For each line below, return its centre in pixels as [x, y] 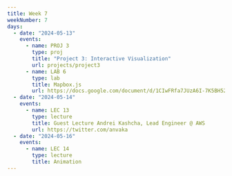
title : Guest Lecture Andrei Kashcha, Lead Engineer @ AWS [119, 123]
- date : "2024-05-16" [45, 136]
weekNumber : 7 [28, 20]
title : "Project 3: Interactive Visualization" [101, 59]
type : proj [48, 53]
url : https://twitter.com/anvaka [80, 130]
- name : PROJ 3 [47, 46]
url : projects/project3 [66, 65]
